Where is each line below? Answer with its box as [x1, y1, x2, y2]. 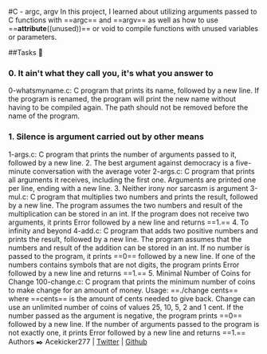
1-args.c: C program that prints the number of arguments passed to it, [8, 149, 238, 159]
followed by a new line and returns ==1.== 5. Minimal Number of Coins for [8, 268, 251, 278]
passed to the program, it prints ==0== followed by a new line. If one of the [8, 251, 256, 261]
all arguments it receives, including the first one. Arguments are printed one [8, 175, 257, 185]
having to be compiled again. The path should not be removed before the [8, 103, 249, 113]
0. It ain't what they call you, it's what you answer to [8, 67, 214, 78]
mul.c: [8, 192, 29, 201]
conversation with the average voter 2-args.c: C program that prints [32, 166, 255, 176]
